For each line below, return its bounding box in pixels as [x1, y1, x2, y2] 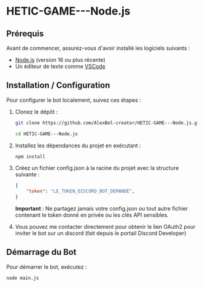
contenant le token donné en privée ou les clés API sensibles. [15, 211, 169, 219]
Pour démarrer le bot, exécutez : [6, 263, 87, 271]
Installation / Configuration [6, 80, 110, 90]
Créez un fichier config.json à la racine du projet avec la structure [15, 164, 179, 172]
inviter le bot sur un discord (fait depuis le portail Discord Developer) [15, 229, 187, 237]
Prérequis [6, 29, 44, 39]
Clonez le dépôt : [15, 108, 58, 115]
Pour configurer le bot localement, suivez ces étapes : [6, 96, 141, 104]
